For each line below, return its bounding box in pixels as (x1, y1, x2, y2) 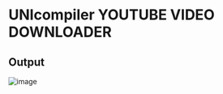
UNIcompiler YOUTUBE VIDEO (8, 6, 215, 24)
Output (8, 55, 45, 69)
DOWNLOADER (8, 23, 112, 41)
